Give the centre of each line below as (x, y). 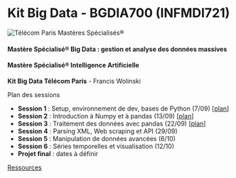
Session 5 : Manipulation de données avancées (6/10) (97, 138)
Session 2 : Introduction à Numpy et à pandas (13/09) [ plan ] (106, 116)
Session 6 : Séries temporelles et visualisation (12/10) (96, 146)
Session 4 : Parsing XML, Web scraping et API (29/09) (97, 131)
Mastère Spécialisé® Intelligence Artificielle (74, 65)
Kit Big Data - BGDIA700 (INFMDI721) (119, 13)
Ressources (25, 167)
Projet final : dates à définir (58, 153)
